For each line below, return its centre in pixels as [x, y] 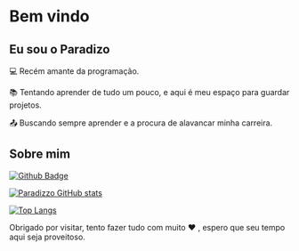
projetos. [25, 105]
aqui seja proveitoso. [48, 237]
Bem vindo [50, 16]
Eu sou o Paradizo [60, 49]
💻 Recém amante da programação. [74, 71]
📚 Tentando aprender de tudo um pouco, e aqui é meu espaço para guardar [149, 92]
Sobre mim [40, 154]
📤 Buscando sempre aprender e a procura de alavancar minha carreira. [141, 123]
